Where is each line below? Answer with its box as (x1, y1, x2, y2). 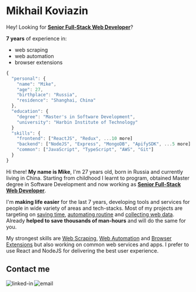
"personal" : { (11, 75, 46, 82)
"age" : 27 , (16, 86, 44, 92)
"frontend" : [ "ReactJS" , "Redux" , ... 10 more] (16, 136, 133, 142)
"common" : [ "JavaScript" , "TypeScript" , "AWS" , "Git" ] (16, 147, 154, 153)
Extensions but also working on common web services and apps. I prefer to (6, 241, 190, 248)
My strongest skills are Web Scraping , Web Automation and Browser (6, 234, 172, 241)
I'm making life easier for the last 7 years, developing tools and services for (6, 198, 190, 205)
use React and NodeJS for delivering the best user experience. (6, 247, 159, 254)
